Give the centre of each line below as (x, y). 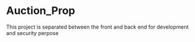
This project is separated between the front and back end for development (97, 27)
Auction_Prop (41, 11)
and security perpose (32, 33)
